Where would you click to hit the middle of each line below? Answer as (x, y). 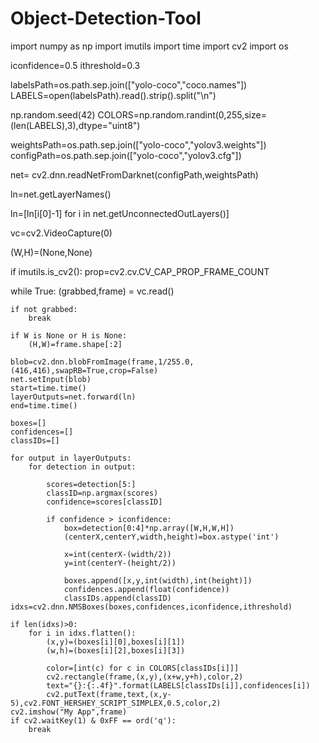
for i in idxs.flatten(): (82, 633)
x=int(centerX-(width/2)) (117, 554)
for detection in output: (82, 467)
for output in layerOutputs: (71, 458)
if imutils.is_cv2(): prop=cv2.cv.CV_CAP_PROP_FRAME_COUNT (140, 271)
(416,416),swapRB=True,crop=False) (84, 370)
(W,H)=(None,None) (51, 252)
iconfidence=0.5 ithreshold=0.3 (75, 65)
